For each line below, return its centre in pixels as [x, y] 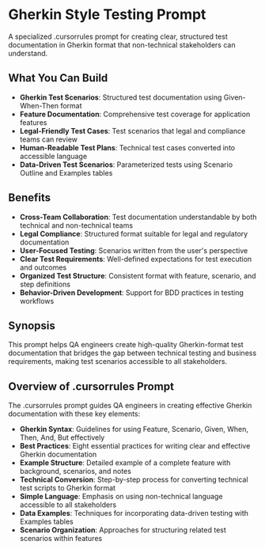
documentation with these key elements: [74, 414]
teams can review [48, 139]
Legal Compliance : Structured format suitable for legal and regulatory [134, 233]
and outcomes [43, 267]
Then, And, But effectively [62, 437]
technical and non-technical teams [76, 225]
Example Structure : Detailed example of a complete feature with [125, 463]
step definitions [45, 284]
